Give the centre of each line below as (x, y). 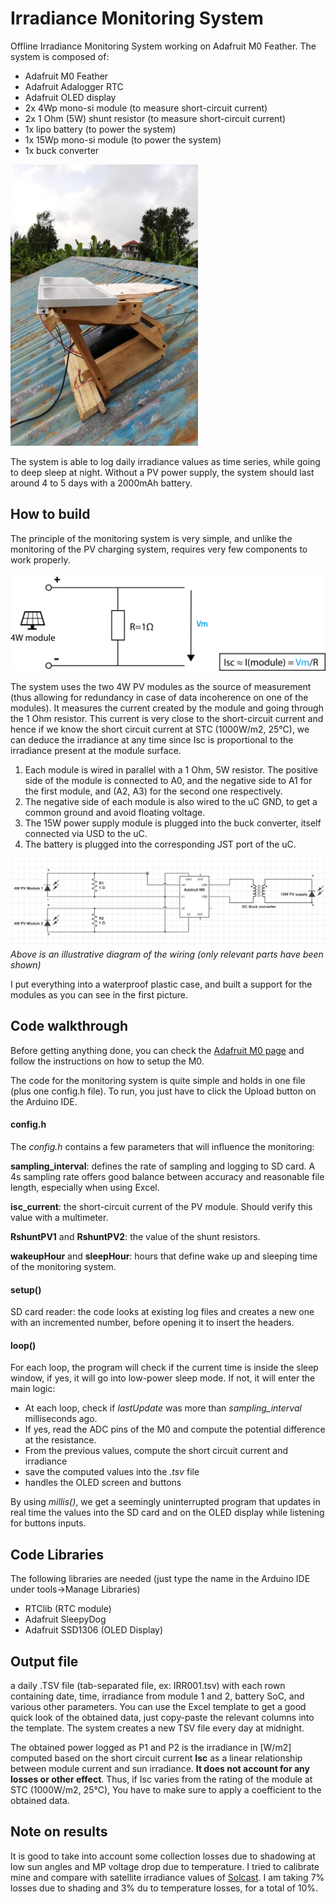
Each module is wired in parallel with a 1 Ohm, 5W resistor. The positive (171, 769)
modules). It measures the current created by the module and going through (167, 708)
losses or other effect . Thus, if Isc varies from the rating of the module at (161, 1779)
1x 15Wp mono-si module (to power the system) (123, 139)
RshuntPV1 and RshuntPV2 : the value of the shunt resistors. (135, 1237)
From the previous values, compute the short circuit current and (156, 1451)
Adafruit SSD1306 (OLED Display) (94, 1630)
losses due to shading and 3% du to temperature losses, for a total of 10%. (164, 1888)
